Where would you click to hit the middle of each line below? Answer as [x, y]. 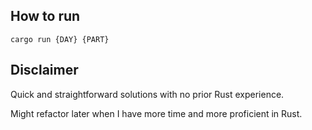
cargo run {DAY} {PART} [60, 39]
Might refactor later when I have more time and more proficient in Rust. [156, 113]
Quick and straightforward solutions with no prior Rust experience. [147, 94]
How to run [45, 16]
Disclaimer [44, 70]
